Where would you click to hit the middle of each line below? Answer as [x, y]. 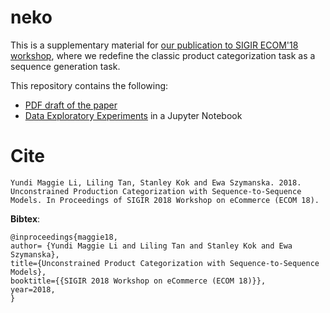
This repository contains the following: [89, 85]
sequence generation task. [65, 66]
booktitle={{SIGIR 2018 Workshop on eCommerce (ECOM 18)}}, [138, 281]
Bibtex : [25, 218]
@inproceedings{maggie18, [64, 237]
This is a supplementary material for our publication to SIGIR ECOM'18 [154, 45]
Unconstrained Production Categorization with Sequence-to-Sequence [156, 191]
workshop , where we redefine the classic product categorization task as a [163, 55]
